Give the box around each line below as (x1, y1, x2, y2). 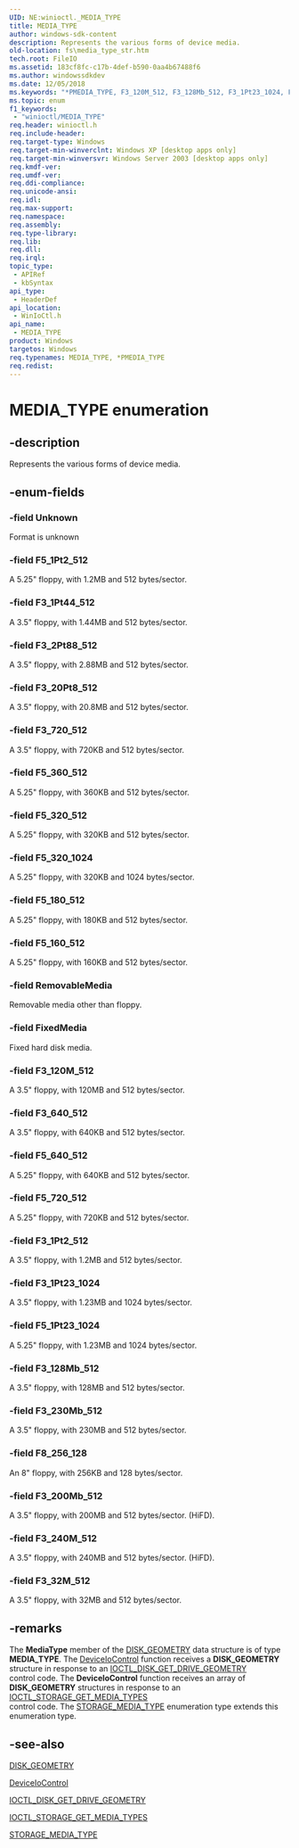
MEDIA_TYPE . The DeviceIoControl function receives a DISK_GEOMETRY (9, 1654, 280, 1664)
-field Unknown (9, 511, 78, 524)
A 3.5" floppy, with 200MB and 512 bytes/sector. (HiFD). (9, 1509, 215, 1521)
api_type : (9, 286, 46, 295)
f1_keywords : (9, 104, 58, 113)
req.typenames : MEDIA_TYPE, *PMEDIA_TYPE (9, 353, 166, 362)
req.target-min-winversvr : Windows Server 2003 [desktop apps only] (9, 153, 269, 163)
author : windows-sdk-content (9, 29, 117, 38)
